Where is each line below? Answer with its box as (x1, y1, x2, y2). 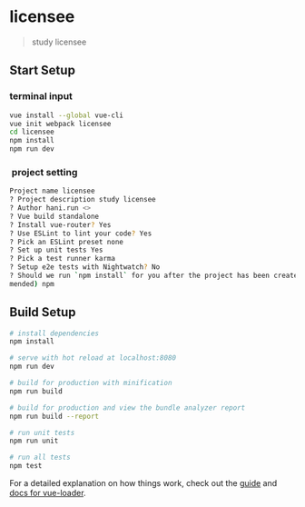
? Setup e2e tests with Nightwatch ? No (9, 263, 161, 272)
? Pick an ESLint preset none (9, 237, 124, 246)
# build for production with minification (9, 379, 172, 388)
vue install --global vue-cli (9, 111, 124, 120)
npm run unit (9, 436, 59, 446)
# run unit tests (9, 428, 75, 437)
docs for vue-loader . (9, 488, 86, 499)
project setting (11, 165, 78, 178)
